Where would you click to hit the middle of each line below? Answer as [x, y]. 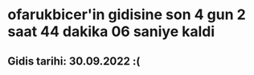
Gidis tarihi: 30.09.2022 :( [74, 61]
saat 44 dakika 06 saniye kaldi [111, 32]
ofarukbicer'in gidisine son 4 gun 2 [127, 15]
